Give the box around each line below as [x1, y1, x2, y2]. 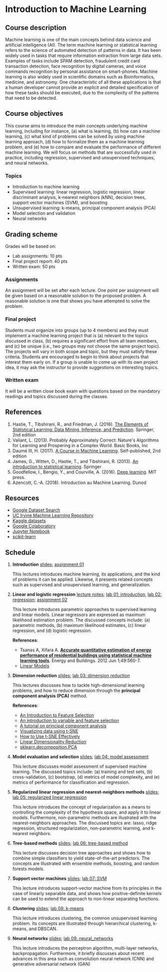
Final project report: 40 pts [12, 258, 68, 264]
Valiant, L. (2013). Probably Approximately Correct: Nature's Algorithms [12, 437, 159, 443]
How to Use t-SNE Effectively [19, 733, 80, 740]
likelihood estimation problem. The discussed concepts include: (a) [12, 617, 151, 623]
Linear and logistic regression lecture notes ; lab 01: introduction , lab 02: [12, 591, 162, 597]
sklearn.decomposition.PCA [19, 744, 77, 750]
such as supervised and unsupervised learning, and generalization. [12, 582, 151, 588]
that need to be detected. [5, 95, 57, 101]
